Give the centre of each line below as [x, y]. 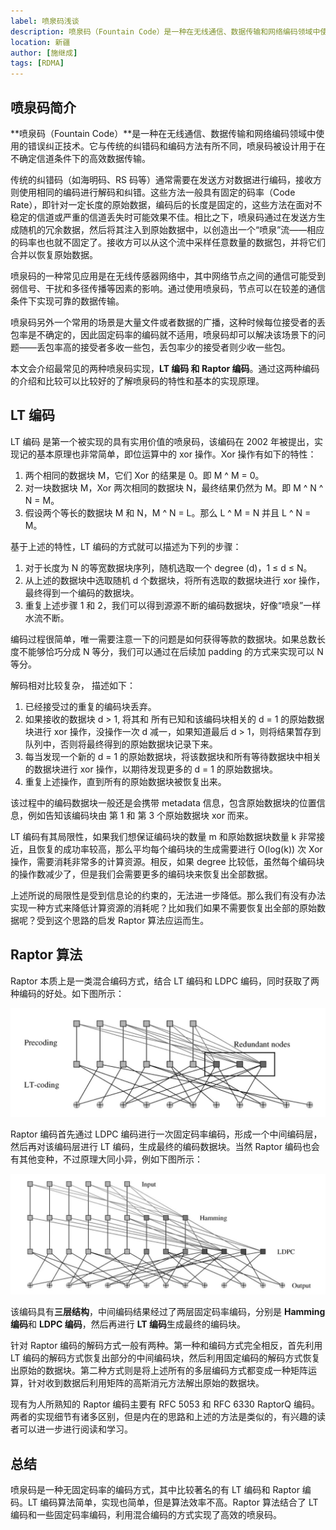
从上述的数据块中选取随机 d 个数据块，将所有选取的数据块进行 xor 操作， [175, 580]
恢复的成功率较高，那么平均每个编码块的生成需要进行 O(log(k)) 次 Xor [179, 849]
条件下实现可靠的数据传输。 [67, 301]
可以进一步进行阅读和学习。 [75, 1429]
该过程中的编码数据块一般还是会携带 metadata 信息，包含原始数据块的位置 [163, 802]
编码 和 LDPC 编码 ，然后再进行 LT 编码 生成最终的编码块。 [128, 1324]
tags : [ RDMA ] [37, 63]
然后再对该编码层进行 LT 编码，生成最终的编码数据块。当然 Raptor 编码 [156, 1147]
